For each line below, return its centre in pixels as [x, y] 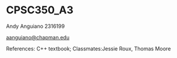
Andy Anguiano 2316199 [35, 26]
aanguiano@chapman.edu [38, 37]
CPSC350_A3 [40, 10]
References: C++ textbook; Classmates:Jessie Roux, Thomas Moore [88, 48]
